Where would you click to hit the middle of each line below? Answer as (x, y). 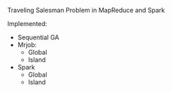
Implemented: (27, 24)
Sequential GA (38, 37)
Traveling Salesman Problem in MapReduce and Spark (86, 10)
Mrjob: (27, 45)
